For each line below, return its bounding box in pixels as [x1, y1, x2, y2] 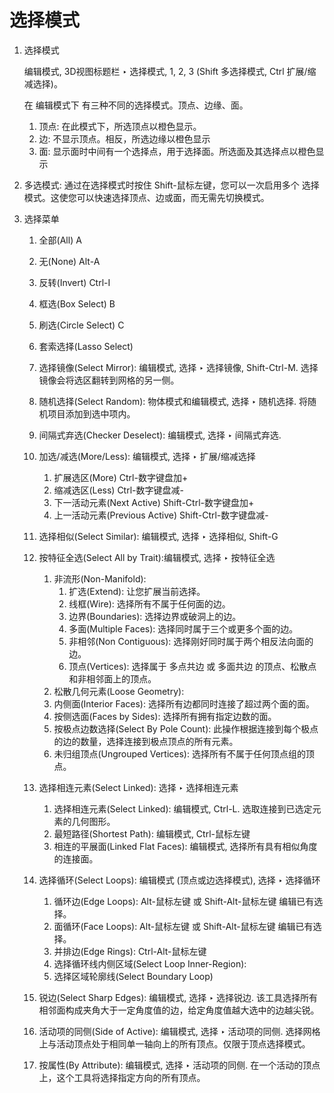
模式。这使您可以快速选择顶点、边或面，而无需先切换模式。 [23, 191, 270, 203]
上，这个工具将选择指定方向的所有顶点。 [38, 1071, 206, 1083]
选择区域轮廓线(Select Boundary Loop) [53, 970, 214, 982]
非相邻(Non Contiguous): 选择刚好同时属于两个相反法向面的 [68, 635, 314, 647]
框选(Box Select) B [38, 297, 116, 310]
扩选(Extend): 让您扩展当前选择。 [68, 585, 206, 597]
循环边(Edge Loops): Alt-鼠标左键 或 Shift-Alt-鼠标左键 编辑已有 [53, 895, 315, 907]
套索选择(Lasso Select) [38, 340, 134, 352]
